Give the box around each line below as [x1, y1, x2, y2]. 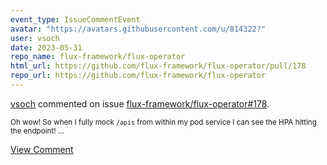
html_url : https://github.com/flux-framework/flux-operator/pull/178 [10, 61, 307, 71]
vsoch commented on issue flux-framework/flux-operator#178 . [10, 97, 270, 110]
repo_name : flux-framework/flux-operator [10, 52, 186, 62]
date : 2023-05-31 [10, 42, 83, 53]
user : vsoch [10, 33, 60, 43]
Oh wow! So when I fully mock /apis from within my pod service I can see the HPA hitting [10, 117, 317, 127]
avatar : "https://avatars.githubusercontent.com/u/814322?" [10, 24, 267, 34]
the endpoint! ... [10, 126, 65, 136]
